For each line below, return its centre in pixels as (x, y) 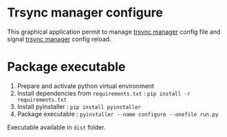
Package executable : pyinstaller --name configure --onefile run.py (118, 114)
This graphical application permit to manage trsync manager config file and (114, 32)
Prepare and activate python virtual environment (86, 86)
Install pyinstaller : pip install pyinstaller (79, 106)
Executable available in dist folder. (56, 127)
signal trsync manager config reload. (59, 39)
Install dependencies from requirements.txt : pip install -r (104, 93)
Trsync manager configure (85, 13)
